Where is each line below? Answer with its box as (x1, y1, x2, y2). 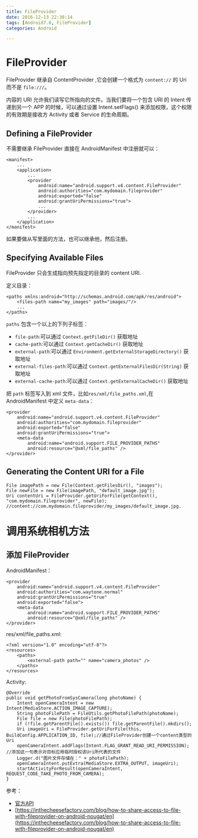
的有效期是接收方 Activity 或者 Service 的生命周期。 (6, 111, 132, 118)
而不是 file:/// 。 (6, 84, 50, 91)
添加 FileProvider (6, 550, 69, 560)
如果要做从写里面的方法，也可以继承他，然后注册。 (6, 235, 131, 242)
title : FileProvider (6, 8, 58, 15)
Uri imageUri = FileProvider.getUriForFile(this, (17, 726, 142, 732)
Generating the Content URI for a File (6, 467, 145, 477)
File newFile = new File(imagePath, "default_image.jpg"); (6, 487, 155, 493)
